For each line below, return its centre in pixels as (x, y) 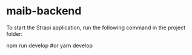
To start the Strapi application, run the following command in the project (96, 27)
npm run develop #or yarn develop (49, 45)
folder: (15, 33)
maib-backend (44, 11)
